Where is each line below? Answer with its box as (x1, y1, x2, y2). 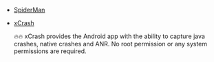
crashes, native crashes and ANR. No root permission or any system (13, 40, 208, 48)
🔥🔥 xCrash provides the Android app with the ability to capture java (13, 32, 205, 40)
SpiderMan (13, 6, 45, 14)
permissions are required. (13, 47, 87, 55)
